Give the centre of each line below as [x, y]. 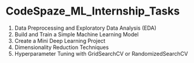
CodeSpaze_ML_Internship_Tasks [93, 11]
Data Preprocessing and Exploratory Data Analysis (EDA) [85, 28]
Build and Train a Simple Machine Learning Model [76, 34]
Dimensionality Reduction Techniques [62, 47]
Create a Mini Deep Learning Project [60, 41]
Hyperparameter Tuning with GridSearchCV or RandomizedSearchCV [101, 53]
